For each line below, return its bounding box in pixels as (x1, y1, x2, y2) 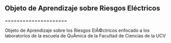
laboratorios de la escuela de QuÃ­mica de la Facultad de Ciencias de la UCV (5, 32, 166, 38)
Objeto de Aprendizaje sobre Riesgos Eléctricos (5, 4, 160, 13)
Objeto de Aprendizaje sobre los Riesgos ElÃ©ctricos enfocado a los (5, 27, 150, 33)
